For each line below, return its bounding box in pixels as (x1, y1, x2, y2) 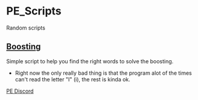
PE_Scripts (6, 4, 62, 18)
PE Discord (6, 87, 34, 95)
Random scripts (6, 24, 45, 31)
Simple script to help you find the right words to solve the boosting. (6, 57, 174, 64)
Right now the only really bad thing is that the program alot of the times (14, 69, 192, 77)
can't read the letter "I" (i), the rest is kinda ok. (14, 75, 131, 83)
